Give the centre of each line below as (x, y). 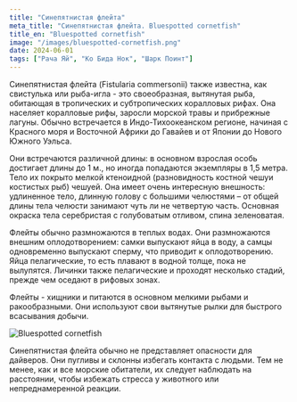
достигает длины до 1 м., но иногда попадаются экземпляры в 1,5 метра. (148, 168)
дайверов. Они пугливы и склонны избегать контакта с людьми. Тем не (146, 360)
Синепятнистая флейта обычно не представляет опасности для (131, 350)
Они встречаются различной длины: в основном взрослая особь (133, 158)
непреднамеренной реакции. (66, 388)
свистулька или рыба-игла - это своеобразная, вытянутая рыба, (132, 94)
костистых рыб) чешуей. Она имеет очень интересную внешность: (137, 187)
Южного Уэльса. (41, 141)
